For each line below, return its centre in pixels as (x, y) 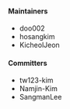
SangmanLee (40, 97)
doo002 (32, 28)
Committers (28, 63)
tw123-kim (36, 80)
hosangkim (37, 37)
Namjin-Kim (38, 89)
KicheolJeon (39, 45)
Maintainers (28, 11)
